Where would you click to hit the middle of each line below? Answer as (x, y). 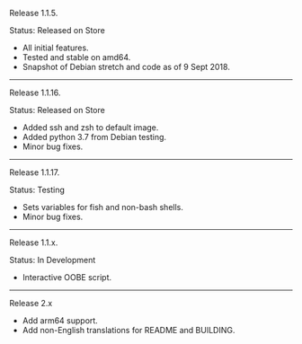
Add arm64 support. (60, 321)
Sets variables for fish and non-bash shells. (103, 207)
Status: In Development (53, 260)
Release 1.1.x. (34, 243)
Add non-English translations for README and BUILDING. (129, 330)
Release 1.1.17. (35, 172)
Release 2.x (31, 303)
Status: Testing (37, 190)
